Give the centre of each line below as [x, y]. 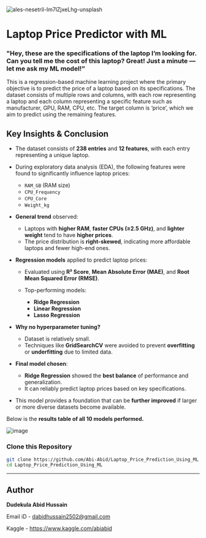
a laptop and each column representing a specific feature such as [89, 102]
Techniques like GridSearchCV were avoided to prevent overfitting [109, 346]
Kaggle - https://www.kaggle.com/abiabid [59, 529]
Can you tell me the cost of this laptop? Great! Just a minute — [101, 61]
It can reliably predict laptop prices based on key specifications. [105, 388]
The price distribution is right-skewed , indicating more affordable [108, 241]
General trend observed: [47, 217]
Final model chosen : [41, 364]
